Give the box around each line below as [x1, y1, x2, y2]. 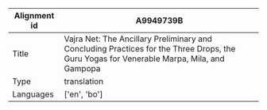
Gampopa [64, 63, 101, 74]
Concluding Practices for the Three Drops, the [64, 44, 236, 54]
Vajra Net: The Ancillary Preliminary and [64, 33, 213, 44]
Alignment [14, 10, 55, 21]
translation [64, 76, 104, 86]
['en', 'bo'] [64, 89, 103, 100]
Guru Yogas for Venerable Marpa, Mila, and [64, 53, 225, 64]
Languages [12, 89, 54, 100]
